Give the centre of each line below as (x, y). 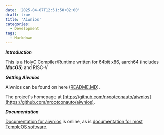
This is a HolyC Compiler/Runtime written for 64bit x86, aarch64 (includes (82, 62)
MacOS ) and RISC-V (27, 67)
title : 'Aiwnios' (23, 19)
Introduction (18, 52)
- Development (24, 29)
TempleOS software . (26, 127)
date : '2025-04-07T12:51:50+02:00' (43, 10)
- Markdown (21, 38)
